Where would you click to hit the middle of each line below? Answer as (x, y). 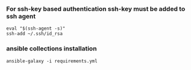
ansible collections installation (51, 49)
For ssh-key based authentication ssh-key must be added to (96, 9)
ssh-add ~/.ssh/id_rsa (34, 34)
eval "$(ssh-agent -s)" (36, 28)
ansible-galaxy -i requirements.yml (52, 61)
